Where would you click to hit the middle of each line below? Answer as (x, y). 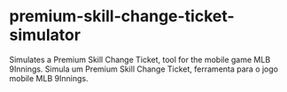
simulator (45, 35)
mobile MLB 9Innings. (49, 78)
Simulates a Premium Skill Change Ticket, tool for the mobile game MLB (140, 59)
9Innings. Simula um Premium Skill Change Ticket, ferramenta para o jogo (144, 69)
